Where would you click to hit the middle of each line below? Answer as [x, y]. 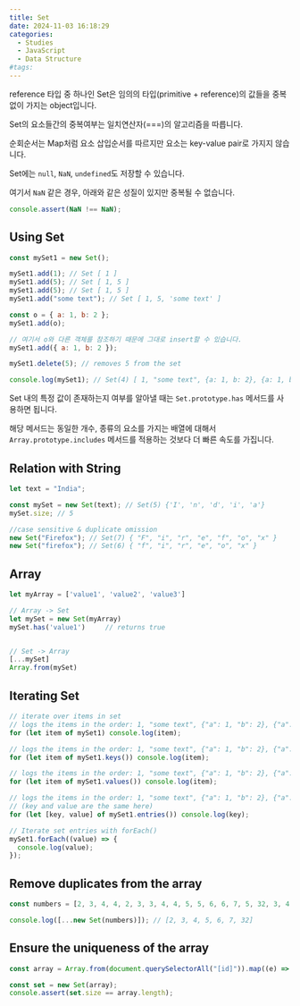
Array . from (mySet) [43, 668]
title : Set [29, 17]
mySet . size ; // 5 [42, 513]
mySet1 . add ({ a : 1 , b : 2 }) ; [63, 348]
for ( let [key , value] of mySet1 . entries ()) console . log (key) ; [129, 815]
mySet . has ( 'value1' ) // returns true [87, 627]
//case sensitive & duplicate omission [83, 529]
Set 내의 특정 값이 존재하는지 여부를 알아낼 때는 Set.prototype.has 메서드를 [142, 398]
